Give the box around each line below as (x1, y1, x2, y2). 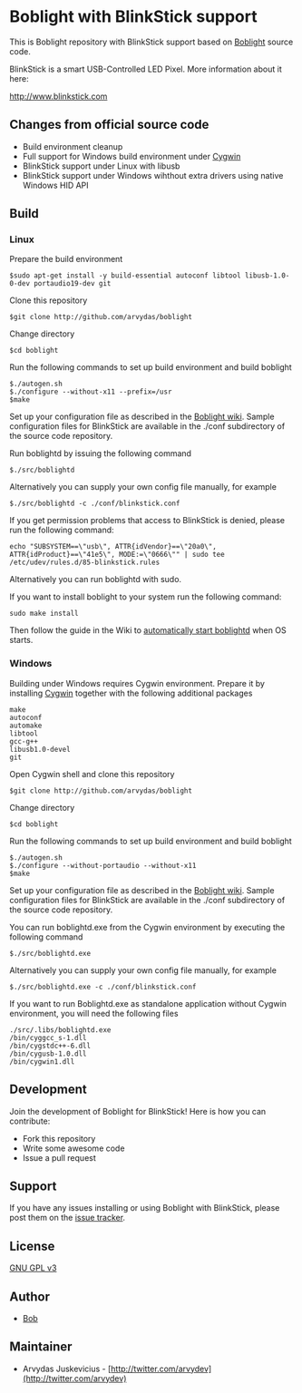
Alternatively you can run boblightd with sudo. (9, 574, 182, 585)
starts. (9, 635, 34, 646)
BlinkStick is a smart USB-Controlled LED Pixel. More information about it (9, 63, 283, 74)
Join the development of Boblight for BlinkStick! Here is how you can (9, 1106, 267, 1116)
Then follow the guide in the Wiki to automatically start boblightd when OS (9, 625, 287, 636)
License (9, 1238, 55, 1253)
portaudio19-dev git (33, 279, 112, 288)
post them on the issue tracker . (9, 1213, 125, 1223)
